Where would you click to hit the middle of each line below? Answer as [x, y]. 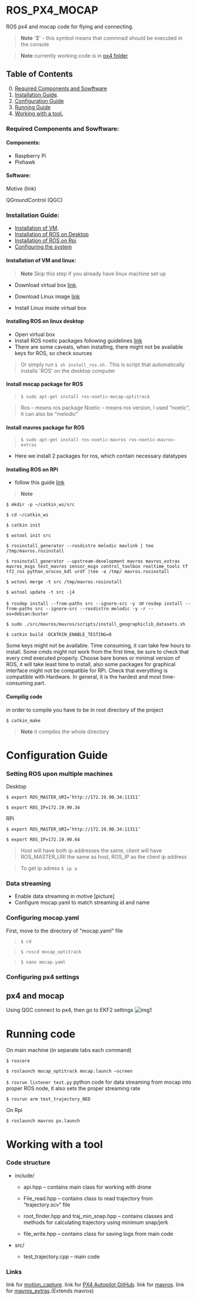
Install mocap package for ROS [45, 384]
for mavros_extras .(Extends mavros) [50, 1291]
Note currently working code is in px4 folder [74, 55]
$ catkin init [24, 525]
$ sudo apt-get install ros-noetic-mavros [73, 440]
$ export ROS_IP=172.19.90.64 [43, 840]
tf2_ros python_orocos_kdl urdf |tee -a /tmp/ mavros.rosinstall [88, 572]
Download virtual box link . [46, 285]
